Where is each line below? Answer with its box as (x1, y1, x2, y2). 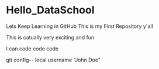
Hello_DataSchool (6, 3, 95, 17)
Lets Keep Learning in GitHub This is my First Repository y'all (6, 23, 153, 30)
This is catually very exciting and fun (6, 34, 95, 41)
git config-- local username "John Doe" (6, 56, 101, 63)
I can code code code (6, 45, 59, 52)
